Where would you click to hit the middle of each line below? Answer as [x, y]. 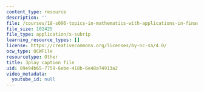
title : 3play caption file [40, 62]
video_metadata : [27, 74]
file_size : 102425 [29, 29]
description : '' [27, 18]
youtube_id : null [34, 79]
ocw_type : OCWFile [29, 51]
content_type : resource [36, 12]
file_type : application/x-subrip [49, 34]
